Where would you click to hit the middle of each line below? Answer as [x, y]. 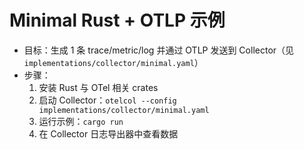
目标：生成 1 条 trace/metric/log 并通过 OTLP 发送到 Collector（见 [159, 50]
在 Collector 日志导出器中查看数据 [108, 133]
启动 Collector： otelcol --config [107, 100]
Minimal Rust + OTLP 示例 [117, 20]
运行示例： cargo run [81, 121]
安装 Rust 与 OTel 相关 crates [98, 87]
